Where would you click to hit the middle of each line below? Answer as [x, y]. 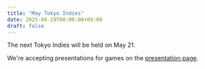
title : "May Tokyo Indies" [46, 13]
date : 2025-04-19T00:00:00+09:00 [55, 20]
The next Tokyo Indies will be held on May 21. [71, 45]
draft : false [26, 26]
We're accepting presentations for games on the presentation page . [103, 58]
